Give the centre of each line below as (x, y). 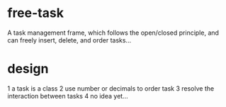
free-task (35, 13)
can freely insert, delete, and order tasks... (69, 40)
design (28, 69)
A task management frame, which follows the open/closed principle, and (113, 33)
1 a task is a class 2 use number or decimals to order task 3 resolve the (111, 88)
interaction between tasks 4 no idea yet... (68, 96)
